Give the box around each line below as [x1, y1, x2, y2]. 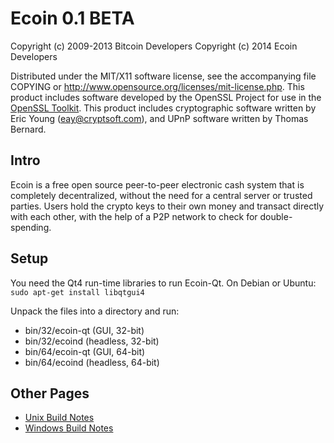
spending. [10, 221, 52, 233]
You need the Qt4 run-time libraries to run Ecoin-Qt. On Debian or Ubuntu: [10, 277, 317, 289]
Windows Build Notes [24, 422, 114, 434]
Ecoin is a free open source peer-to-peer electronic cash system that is [10, 178, 305, 191]
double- [259, 210, 293, 222]
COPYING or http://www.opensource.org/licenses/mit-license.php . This [10, 80, 305, 92]
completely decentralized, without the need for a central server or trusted [10, 189, 313, 201]
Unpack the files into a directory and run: [10, 305, 180, 317]
